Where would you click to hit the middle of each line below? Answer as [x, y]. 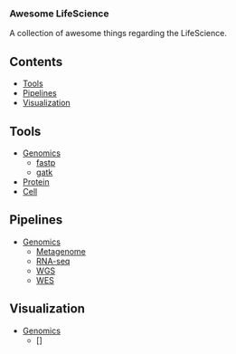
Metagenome [61, 251]
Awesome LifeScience [59, 14]
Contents [36, 62]
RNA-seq [53, 261]
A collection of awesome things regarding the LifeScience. [118, 33]
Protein [36, 182]
